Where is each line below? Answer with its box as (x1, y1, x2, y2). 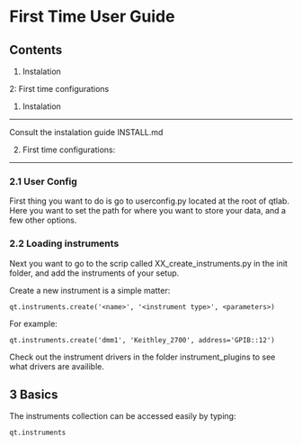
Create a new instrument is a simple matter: (9, 285, 171, 296)
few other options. (9, 214, 77, 226)
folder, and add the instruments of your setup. (9, 268, 180, 278)
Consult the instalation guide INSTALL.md (9, 127, 164, 137)
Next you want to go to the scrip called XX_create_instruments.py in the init (9, 258, 288, 269)
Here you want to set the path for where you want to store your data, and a (9, 205, 286, 216)
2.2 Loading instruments (9, 237, 120, 250)
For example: (9, 318, 58, 329)
